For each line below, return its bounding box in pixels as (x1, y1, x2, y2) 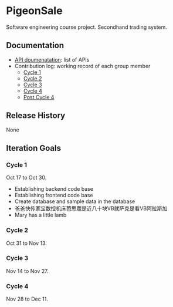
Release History (6, 110, 66, 121)
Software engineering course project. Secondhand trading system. (6, 23, 167, 31)
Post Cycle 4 (23, 93, 55, 100)
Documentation (6, 41, 65, 50)
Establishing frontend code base (14, 192, 93, 199)
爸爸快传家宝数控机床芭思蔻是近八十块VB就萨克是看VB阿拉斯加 (14, 205, 168, 212)
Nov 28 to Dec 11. (6, 295, 49, 303)
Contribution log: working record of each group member (14, 62, 151, 69)
